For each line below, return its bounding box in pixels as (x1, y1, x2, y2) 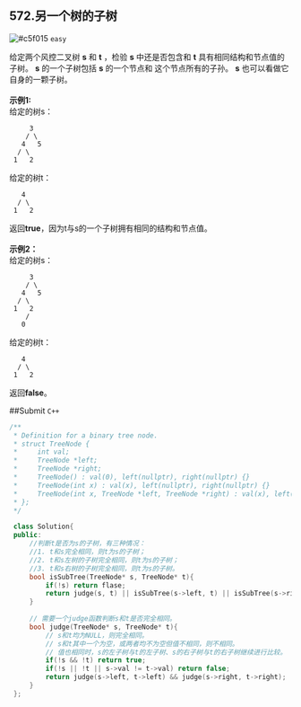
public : (13, 531, 42, 540)
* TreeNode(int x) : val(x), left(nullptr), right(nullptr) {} (13, 481, 271, 490)
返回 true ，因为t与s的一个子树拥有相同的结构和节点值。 (9, 223, 212, 234)
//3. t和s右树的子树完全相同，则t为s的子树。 (29, 564, 179, 573)
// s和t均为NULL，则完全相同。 (45, 631, 149, 640)
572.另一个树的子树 (9, 8, 118, 24)
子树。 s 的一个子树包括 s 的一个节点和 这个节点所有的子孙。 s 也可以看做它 (9, 62, 289, 74)
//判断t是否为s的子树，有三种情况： (29, 539, 146, 548)
